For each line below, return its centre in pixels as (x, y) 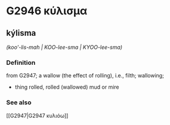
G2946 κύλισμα (47, 11)
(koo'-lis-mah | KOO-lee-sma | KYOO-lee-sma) (64, 47)
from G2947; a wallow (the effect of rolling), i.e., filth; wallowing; (85, 76)
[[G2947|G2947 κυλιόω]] (37, 115)
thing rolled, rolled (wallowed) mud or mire (67, 87)
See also (19, 102)
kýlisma (21, 33)
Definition (21, 62)
